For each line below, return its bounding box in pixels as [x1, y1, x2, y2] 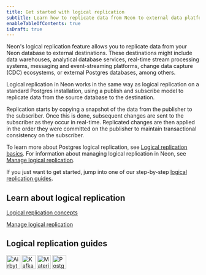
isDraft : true [6, 26, 43, 32]
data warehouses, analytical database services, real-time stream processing [6, 56, 199, 63]
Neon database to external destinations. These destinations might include [6, 50, 193, 57]
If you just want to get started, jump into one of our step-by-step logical [6, 168, 188, 176]
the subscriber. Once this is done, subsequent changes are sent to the [6, 112, 184, 119]
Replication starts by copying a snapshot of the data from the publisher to [6, 105, 193, 113]
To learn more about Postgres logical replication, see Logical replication [6, 143, 188, 151]
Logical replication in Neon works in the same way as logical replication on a [6, 81, 199, 88]
